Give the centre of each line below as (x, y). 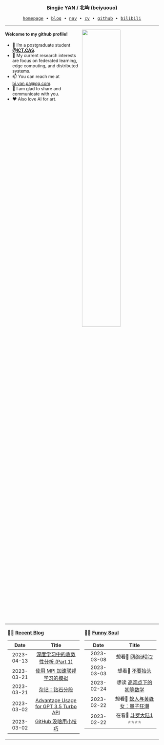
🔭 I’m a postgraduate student (41, 45)
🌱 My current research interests (44, 55)
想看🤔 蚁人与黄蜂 (134, 699)
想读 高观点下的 (134, 683)
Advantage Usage (56, 701)
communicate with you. (36, 94)
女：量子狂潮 (135, 706)
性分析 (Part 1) (56, 662)
